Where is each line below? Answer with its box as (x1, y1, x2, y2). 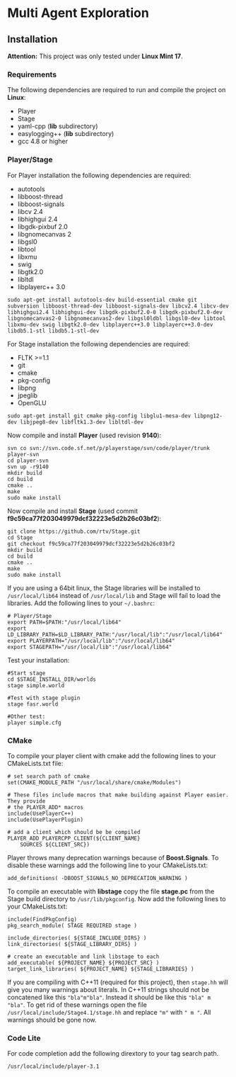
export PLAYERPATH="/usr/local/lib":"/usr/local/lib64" (7, 637, 175, 644)
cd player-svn (7, 457, 49, 464)
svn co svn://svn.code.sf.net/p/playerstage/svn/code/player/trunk (7, 444, 211, 451)
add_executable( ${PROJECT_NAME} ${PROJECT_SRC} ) (7, 959, 160, 966)
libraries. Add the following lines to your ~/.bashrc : (7, 599, 155, 607)
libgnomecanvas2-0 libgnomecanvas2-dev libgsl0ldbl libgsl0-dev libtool (7, 315, 226, 322)
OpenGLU (17, 398, 47, 407)
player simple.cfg (7, 719, 61, 726)
